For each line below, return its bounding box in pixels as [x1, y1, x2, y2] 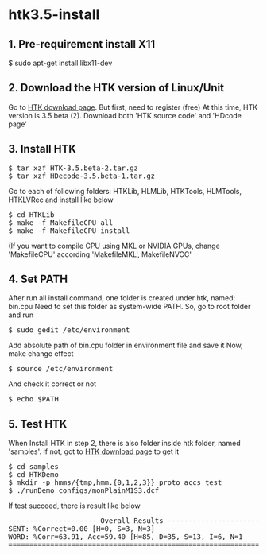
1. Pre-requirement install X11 [8, 37, 156, 51]
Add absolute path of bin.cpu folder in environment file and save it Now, [8, 340, 244, 351]
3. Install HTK [8, 142, 77, 156]
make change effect [8, 349, 74, 358]
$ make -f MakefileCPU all [8, 218, 114, 227]
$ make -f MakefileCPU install [8, 226, 130, 235]
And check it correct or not [8, 379, 97, 389]
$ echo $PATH [8, 395, 60, 404]
